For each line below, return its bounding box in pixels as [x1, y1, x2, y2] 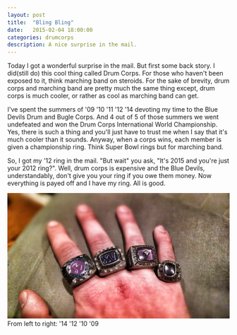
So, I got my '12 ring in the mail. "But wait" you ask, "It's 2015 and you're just [7, 156, 229, 165]
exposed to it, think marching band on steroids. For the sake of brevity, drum [7, 76, 230, 85]
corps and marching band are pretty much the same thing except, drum [7, 84, 215, 93]
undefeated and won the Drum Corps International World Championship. [7, 120, 218, 129]
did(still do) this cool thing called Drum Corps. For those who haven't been [7, 69, 224, 78]
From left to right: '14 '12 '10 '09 [7, 319, 99, 328]
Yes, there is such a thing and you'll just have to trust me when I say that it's [7, 128, 228, 136]
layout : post [7, 11, 46, 18]
